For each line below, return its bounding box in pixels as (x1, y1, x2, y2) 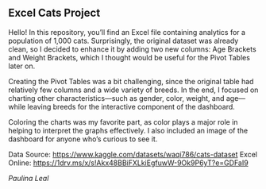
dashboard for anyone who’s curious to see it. (8, 134, 158, 144)
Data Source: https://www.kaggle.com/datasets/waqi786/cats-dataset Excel (8, 149, 258, 159)
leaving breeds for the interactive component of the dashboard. (27, 102, 236, 111)
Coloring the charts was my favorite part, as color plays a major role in (8, 117, 238, 126)
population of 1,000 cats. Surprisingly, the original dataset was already (8, 36, 239, 45)
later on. (8, 61, 36, 71)
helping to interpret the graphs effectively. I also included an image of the (8, 125, 249, 135)
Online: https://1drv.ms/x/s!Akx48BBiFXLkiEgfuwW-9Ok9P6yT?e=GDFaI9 (8, 158, 249, 168)
